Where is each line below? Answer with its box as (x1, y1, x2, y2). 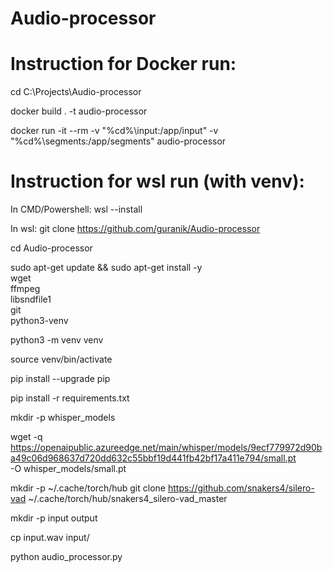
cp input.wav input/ (10, 532, 90, 544)
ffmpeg (10, 283, 41, 295)
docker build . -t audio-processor (10, 105, 148, 117)
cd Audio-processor (10, 242, 93, 254)
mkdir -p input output (10, 512, 98, 524)
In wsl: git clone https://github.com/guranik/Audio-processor (10, 223, 261, 235)
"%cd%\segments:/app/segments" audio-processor (10, 135, 227, 147)
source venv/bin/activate (10, 353, 113, 366)
